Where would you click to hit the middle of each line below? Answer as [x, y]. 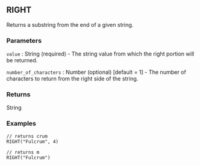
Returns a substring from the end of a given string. [70, 24]
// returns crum [27, 136]
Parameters [24, 40]
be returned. [22, 60]
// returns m [23, 152]
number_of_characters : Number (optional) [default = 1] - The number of [96, 72]
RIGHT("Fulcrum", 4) [33, 142]
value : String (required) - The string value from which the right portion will [100, 54]
